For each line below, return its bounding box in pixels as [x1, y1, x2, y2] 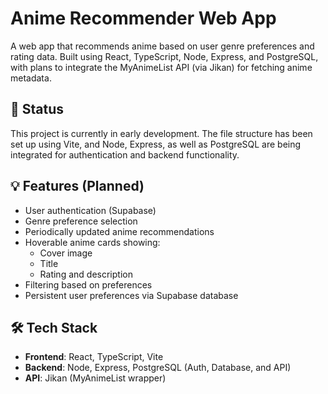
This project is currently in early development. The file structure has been [10, 127, 313, 139]
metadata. [10, 72, 52, 84]
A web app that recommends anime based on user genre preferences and [10, 40, 315, 52]
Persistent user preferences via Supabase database [24, 289, 239, 301]
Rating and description [39, 268, 133, 280]
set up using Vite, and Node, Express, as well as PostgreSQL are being [10, 138, 302, 150]
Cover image [39, 247, 93, 259]
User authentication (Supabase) [24, 204, 157, 216]
